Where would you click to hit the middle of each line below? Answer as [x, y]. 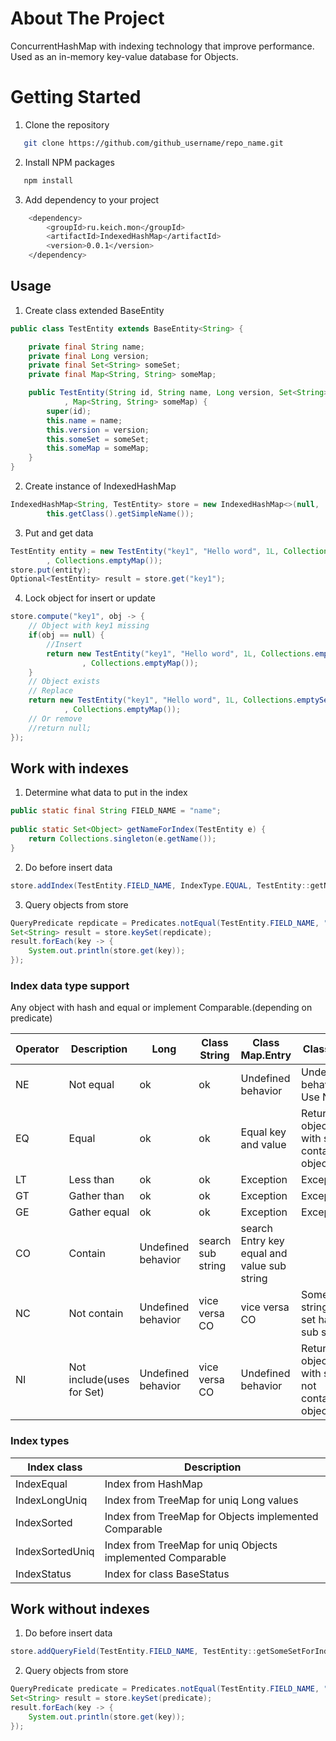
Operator [37, 1049]
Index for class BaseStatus [167, 1574]
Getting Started [76, 97]
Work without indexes [80, 1608]
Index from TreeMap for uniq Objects [191, 1545]
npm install [48, 180]
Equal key [263, 1132]
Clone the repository [67, 124]
